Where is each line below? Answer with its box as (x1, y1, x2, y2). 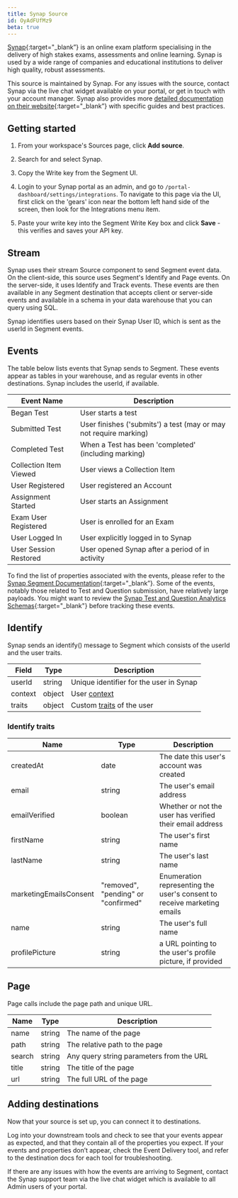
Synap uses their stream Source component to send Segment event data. (7, 266, 222, 274)
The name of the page (67, 1028, 140, 1038)
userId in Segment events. (7, 325, 84, 333)
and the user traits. (7, 648, 62, 656)
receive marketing (159, 897, 220, 907)
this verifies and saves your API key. (17, 226, 124, 235)
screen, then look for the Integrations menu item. (17, 205, 161, 213)
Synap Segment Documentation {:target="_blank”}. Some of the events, (7, 578, 215, 587)
